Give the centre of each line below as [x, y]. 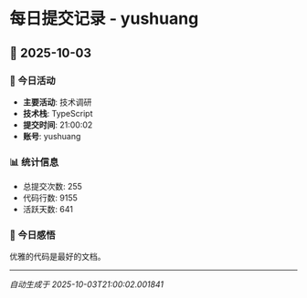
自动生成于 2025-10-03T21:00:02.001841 [87, 284]
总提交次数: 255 [52, 187]
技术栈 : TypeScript [58, 113]
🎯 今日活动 [33, 80]
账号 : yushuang [52, 136]
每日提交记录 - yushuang [104, 19]
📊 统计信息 [34, 162]
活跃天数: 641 [48, 210]
